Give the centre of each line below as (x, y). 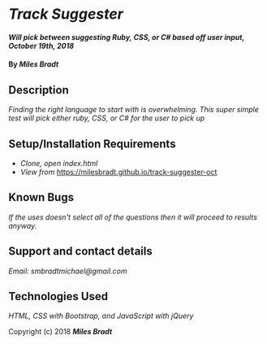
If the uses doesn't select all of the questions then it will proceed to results (133, 217)
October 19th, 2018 (41, 46)
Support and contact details (80, 252)
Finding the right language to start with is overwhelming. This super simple (134, 110)
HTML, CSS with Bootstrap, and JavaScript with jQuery (101, 316)
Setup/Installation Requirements (92, 144)
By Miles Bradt (34, 64)
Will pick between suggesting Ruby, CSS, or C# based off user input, (127, 37)
